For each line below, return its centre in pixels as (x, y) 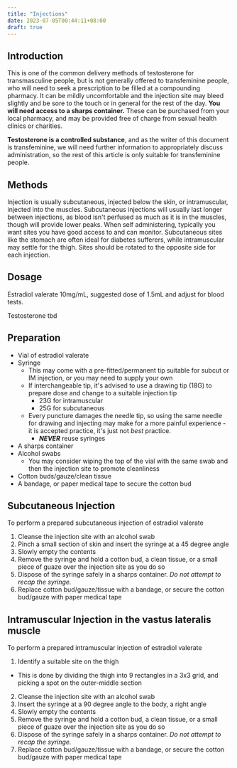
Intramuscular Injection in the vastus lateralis (109, 619)
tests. (15, 302)
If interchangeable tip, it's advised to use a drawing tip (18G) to (120, 385)
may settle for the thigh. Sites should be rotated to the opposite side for (112, 247)
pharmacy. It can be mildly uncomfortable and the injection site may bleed (116, 96)
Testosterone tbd (32, 315)
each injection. (29, 255)
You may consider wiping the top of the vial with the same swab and (128, 461)
